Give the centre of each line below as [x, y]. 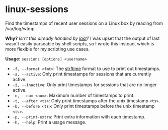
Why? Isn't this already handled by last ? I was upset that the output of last [82, 38]
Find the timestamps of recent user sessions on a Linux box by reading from [84, 23]
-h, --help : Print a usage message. [49, 122]
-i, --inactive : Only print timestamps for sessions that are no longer [85, 85]
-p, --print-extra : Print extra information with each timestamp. [79, 116]
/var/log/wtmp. [21, 28]
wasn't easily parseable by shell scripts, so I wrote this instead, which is [80, 43]
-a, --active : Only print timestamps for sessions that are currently [82, 74]
